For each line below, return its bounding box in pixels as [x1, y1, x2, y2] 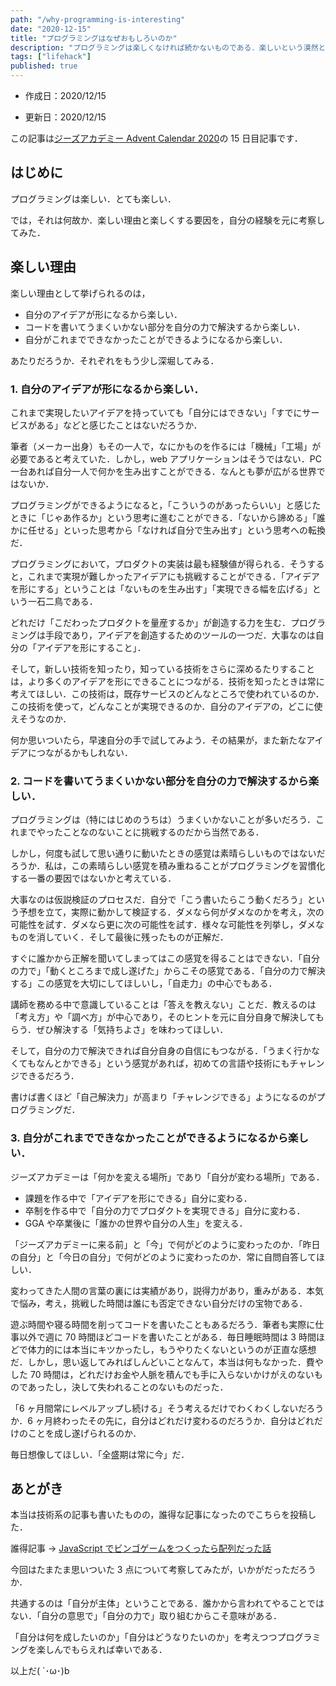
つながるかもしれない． [36, 746, 133, 758]
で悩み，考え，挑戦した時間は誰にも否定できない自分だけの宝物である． [10, 1297, 308, 1309]
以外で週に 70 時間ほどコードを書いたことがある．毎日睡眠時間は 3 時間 [18, 1331, 317, 1343]
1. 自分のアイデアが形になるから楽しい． [10, 382, 205, 396]
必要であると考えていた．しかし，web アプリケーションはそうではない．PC [10, 452, 322, 465]
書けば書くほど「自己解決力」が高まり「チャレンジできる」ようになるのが [10, 1091, 317, 1103]
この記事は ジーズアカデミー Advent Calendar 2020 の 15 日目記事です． [10, 132, 303, 144]
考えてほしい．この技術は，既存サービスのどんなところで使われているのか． [10, 687, 325, 700]
